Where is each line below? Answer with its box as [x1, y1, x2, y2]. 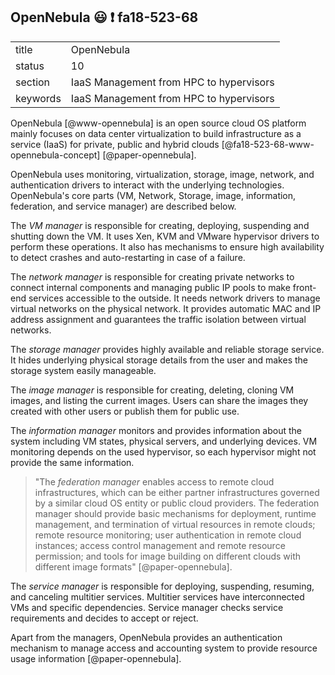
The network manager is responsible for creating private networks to [10, 270, 295, 283]
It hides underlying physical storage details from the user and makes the [10, 354, 308, 366]
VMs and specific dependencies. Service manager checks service [10, 601, 284, 613]
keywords [15, 91, 62, 105]
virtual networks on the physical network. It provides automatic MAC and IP [10, 302, 322, 314]
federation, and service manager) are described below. [10, 200, 237, 212]
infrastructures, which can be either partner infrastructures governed [34, 486, 320, 498]
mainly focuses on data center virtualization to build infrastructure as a [10, 127, 302, 139]
